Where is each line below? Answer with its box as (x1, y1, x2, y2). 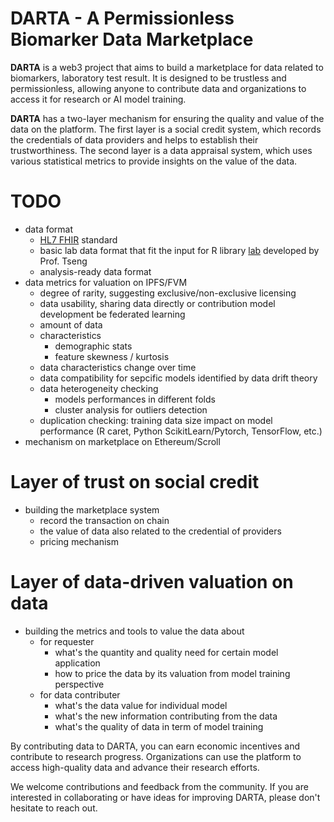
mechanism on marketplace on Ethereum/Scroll (24, 435, 221, 447)
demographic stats (54, 340, 133, 352)
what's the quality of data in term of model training (54, 720, 264, 732)
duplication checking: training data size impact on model (39, 414, 273, 426)
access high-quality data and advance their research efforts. (10, 761, 260, 773)
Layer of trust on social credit (10, 471, 260, 494)
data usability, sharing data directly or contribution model (39, 297, 276, 309)
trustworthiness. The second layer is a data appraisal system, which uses (10, 144, 313, 156)
